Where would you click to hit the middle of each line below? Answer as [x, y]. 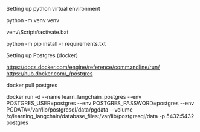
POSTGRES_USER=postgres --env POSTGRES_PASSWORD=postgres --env [100, 103]
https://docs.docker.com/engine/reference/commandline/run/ [83, 67]
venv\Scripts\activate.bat [37, 32]
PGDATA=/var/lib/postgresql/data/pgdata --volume [69, 110]
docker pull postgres [32, 85]
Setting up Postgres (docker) [42, 55]
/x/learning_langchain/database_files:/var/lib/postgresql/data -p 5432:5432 [100, 116]
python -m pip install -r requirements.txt [56, 44]
